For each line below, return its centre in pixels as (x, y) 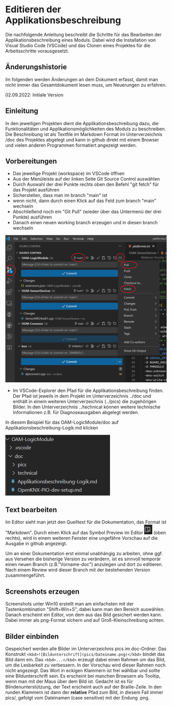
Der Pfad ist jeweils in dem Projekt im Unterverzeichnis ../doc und (82, 396)
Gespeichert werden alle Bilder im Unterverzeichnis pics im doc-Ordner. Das (86, 649)
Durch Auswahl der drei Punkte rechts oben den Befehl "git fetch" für (86, 184)
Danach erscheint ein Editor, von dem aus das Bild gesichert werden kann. (84, 615)
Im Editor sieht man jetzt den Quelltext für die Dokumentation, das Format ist (86, 522)
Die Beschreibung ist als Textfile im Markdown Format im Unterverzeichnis (84, 134)
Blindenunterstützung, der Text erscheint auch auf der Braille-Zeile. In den (84, 687)
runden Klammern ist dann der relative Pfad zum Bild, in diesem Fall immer (84, 692)
